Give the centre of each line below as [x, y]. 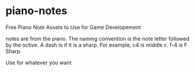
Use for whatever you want [39, 63]
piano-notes [36, 11]
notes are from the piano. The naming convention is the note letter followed [97, 38]
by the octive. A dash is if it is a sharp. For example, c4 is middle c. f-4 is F [97, 45]
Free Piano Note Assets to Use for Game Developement [73, 27]
